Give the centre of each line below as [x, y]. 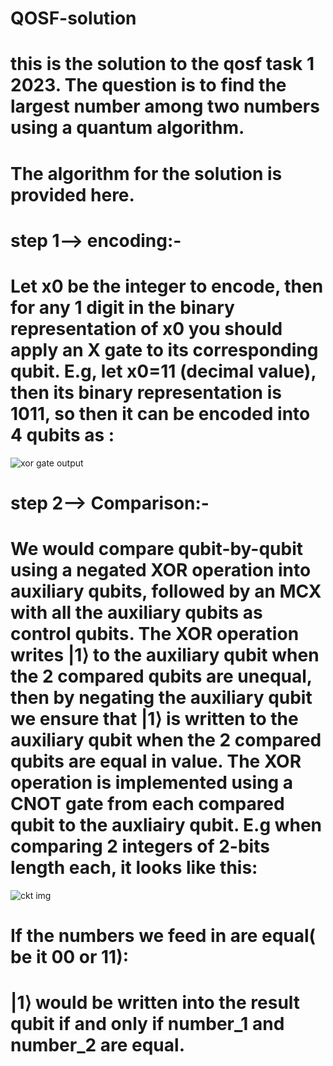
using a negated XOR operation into [161, 570]
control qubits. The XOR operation [155, 634]
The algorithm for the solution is [146, 173]
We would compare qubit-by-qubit [157, 549]
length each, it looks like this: [134, 868]
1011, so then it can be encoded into [160, 413]
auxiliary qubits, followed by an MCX [166, 591]
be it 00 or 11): [70, 957]
